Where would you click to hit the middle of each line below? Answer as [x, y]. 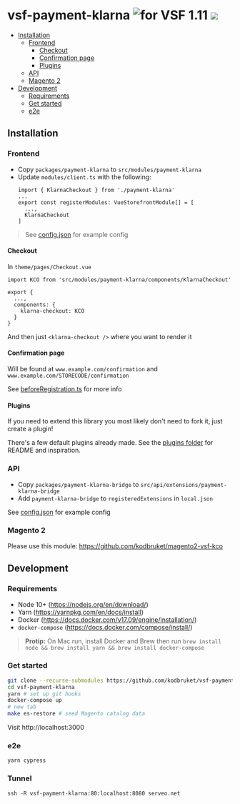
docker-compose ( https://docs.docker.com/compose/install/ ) [105, 627]
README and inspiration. [44, 451]
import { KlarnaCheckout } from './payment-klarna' [96, 190]
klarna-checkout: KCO [52, 311]
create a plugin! [30, 429]
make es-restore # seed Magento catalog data [76, 714]
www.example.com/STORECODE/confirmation [69, 376]
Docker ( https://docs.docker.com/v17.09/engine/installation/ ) [107, 619]
